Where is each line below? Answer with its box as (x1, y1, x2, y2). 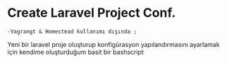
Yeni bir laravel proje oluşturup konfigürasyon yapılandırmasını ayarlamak (7, 40, 220, 48)
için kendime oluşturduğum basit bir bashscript (7, 48, 144, 56)
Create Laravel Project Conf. (7, 5, 176, 21)
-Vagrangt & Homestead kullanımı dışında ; (7, 28, 137, 35)
